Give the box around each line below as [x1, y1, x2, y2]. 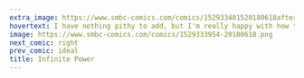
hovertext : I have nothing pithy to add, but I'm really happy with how [9, 22, 290, 30]
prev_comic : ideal [9, 47, 79, 56]
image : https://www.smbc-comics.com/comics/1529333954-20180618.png [9, 30, 273, 39]
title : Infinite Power [9, 55, 95, 64]
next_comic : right [9, 38, 79, 48]
